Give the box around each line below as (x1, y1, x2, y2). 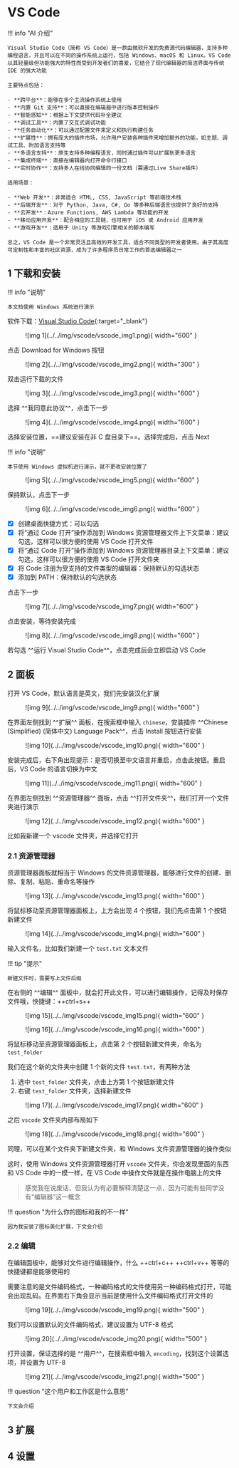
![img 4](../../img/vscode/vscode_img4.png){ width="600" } (25, 417, 201, 426)
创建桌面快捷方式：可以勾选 (17, 519, 100, 528)
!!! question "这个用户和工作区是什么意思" (7, 1387, 129, 1396)
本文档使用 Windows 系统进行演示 (7, 303, 95, 311)
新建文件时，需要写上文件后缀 (7, 975, 82, 982)
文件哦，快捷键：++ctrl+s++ (7, 997, 91, 1006)
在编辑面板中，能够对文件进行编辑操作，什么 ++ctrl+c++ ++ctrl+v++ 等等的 (7, 1259, 230, 1267)
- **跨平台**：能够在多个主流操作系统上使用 (7, 96, 122, 103)
